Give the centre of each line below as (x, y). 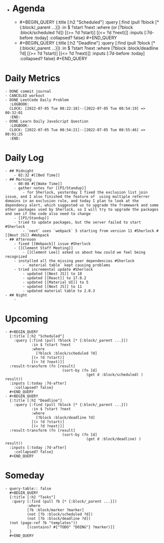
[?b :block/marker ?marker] (55, 510)
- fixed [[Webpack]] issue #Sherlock (52, 244)
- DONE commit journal (28, 91)
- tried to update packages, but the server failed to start (77, 222)
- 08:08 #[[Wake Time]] (38, 184)
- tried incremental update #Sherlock (53, 269)
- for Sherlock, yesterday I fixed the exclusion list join (85, 192)
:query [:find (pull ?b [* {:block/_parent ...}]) (64, 501)
